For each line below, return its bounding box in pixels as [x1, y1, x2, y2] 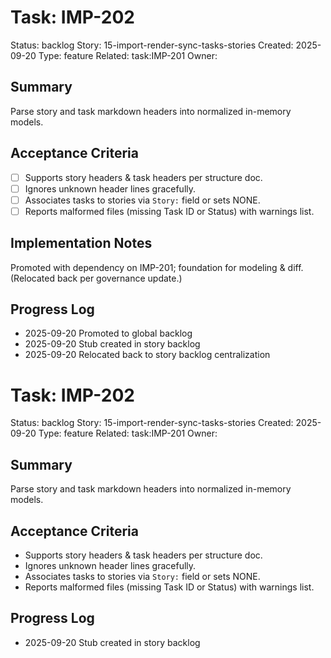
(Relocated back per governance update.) [10, 272, 183, 284]
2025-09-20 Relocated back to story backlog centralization [24, 349, 271, 361]
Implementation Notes [10, 235, 153, 252]
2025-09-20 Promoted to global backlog [24, 327, 193, 340]
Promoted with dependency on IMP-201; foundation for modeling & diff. [10, 261, 304, 273]
